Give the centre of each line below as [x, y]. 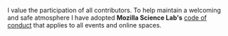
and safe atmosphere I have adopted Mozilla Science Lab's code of [107, 18]
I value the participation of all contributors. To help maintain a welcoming [114, 10]
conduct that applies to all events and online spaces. [84, 25]
